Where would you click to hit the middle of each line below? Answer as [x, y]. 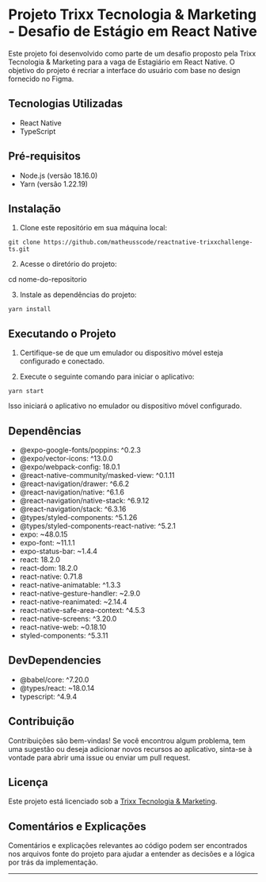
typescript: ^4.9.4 [48, 696]
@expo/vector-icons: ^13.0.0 [66, 458]
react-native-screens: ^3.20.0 [68, 618]
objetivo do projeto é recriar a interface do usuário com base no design [124, 70]
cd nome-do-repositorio [47, 279]
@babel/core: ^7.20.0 [54, 680]
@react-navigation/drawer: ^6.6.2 [74, 483]
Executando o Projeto [62, 334]
